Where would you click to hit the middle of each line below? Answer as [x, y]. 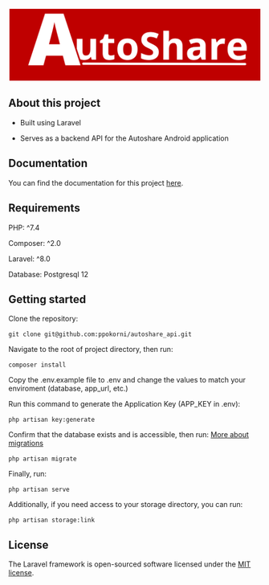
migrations [26, 444]
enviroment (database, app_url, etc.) [68, 389]
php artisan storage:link [51, 520]
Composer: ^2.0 [35, 243]
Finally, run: [27, 474]
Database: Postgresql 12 [48, 274]
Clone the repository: [43, 319]
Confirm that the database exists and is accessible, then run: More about [128, 435]
